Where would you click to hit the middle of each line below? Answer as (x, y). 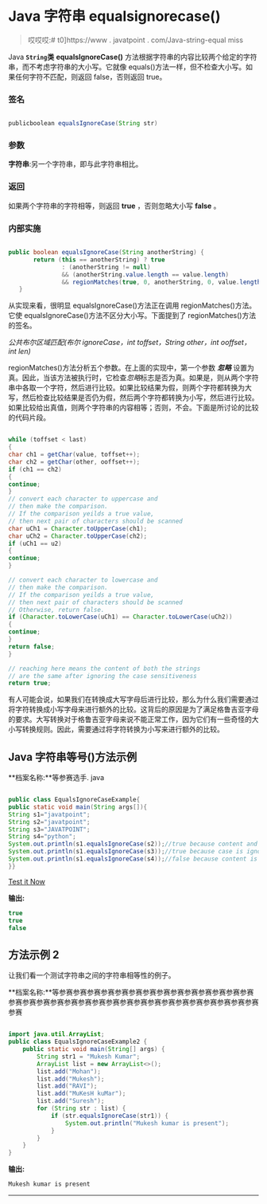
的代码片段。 (29, 418)
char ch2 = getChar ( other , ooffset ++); (74, 462)
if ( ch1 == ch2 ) (35, 469)
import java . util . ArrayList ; (56, 1034)
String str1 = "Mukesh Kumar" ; (89, 1057)
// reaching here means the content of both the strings (104, 669)
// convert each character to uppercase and (83, 499)
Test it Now (27, 881)
